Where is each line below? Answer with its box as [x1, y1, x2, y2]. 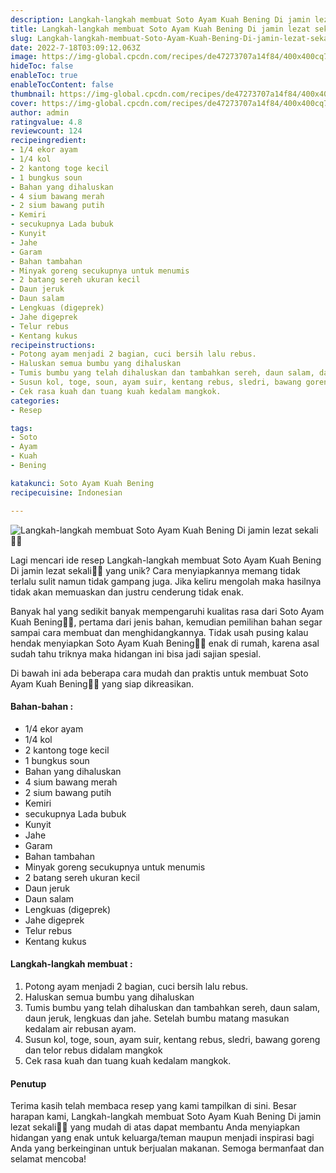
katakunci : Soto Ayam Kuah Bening [10, 478, 155, 488]
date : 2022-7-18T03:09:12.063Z [10, 42, 141, 53]
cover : [10, 98, 38, 108]
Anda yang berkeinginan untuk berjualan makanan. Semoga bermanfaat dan [10, 1142, 325, 1155]
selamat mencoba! [10, 1153, 87, 1165]
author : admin [10, 107, 70, 118]
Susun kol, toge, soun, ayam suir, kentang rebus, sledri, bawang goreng [24, 1033, 321, 1045]
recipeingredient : [10, 136, 87, 146]
